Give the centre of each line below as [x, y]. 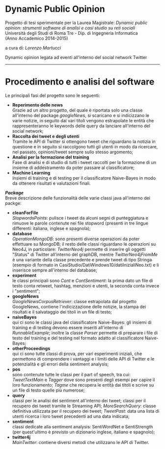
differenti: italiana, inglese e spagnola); [51, 228]
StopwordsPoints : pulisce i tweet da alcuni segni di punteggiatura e [80, 218]
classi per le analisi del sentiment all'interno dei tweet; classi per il [79, 400]
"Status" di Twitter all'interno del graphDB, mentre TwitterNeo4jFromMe [85, 254]
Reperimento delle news [37, 105]
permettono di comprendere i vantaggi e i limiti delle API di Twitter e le [83, 359]
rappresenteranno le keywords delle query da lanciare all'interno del [81, 126]
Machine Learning [31, 172]
